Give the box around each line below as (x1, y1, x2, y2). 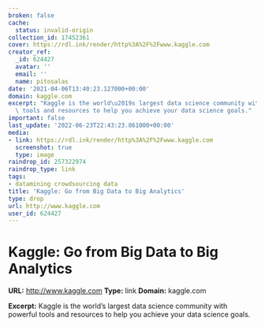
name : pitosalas (15, 77, 69, 85)
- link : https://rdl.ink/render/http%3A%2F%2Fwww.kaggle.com (8, 136, 214, 144)
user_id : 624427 (8, 210, 62, 217)
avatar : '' (15, 63, 51, 71)
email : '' (15, 70, 47, 78)
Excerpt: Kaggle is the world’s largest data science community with (8, 301, 228, 311)
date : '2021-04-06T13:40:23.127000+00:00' (8, 84, 150, 93)
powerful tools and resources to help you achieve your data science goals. (8, 310, 251, 319)
